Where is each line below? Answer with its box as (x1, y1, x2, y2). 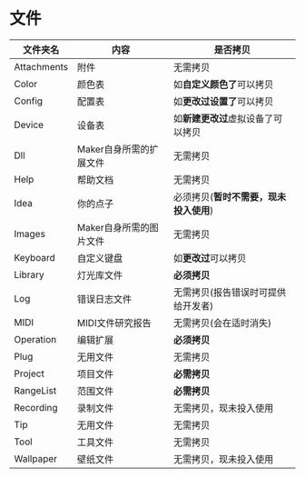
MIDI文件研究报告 (76, 316, 152, 329)
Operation (14, 333, 57, 345)
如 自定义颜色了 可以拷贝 (172, 78, 274, 91)
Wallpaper (14, 452, 57, 464)
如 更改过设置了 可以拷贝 (172, 95, 274, 107)
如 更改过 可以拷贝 (172, 252, 247, 264)
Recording (14, 401, 58, 413)
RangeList (14, 383, 57, 396)
